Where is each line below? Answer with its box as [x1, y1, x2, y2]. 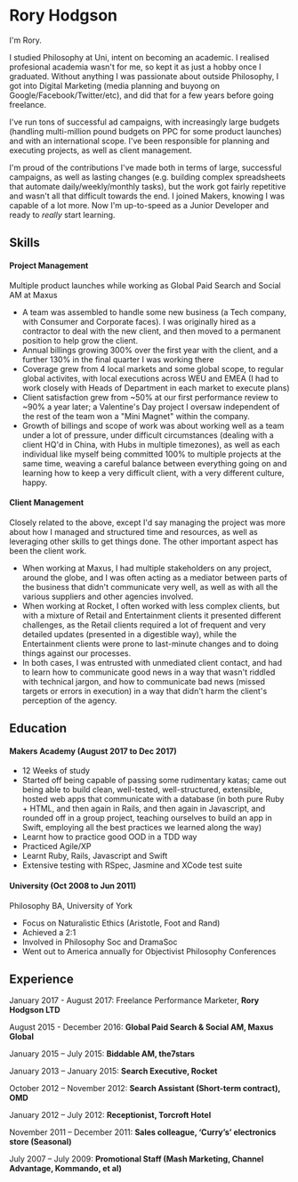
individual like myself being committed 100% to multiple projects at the [21, 449, 282, 459]
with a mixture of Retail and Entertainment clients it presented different [21, 610, 282, 620]
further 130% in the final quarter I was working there [21, 353, 214, 365]
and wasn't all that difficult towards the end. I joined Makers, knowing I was [9, 190, 286, 201]
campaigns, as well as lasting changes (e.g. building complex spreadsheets [9, 171, 286, 182]
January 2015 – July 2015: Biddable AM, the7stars [9, 1048, 196, 1059]
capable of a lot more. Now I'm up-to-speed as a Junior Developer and [9, 199, 270, 210]
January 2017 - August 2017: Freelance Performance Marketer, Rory [9, 995, 260, 1006]
